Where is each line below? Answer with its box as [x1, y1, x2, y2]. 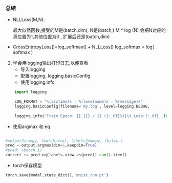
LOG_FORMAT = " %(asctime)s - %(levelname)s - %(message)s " [14, 99, 143, 104]
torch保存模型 [12, 162, 42, 169]
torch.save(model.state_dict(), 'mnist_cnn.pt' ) [5, 173, 109, 178]
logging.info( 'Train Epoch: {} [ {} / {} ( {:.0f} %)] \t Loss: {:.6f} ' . [14, 113, 164, 119]
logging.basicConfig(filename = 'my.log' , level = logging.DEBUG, [14, 104, 150, 109]
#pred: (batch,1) [5, 148, 42, 153]
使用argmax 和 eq [12, 123, 50, 130]
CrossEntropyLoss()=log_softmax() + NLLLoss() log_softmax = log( [12, 44, 155, 50]
